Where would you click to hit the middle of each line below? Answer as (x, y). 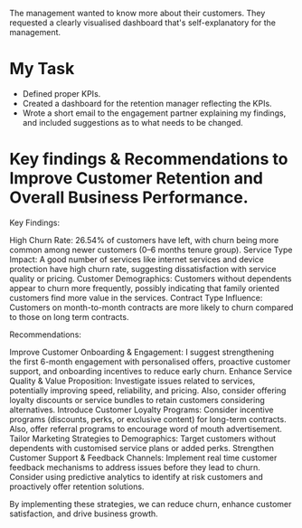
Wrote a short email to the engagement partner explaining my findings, (154, 113)
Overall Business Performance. (129, 198)
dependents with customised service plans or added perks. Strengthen (142, 448)
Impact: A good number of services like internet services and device (137, 259)
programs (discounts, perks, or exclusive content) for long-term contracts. (148, 419)
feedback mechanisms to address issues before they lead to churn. (135, 467)
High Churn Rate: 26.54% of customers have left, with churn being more (144, 240)
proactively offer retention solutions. (77, 486)
